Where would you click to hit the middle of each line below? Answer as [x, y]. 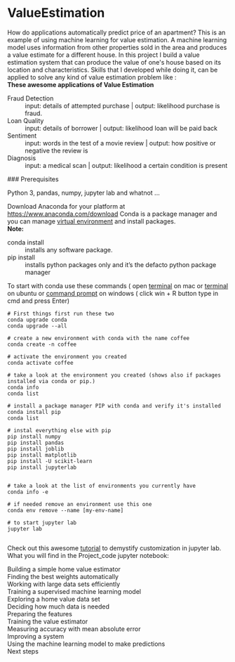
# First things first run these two [61, 313]
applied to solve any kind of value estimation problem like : [92, 77]
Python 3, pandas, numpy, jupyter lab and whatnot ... [83, 193]
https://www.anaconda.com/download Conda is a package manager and [112, 214]
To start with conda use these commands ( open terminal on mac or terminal [118, 285]
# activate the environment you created [67, 356]
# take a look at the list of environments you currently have [102, 486]
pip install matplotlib [42, 455]
